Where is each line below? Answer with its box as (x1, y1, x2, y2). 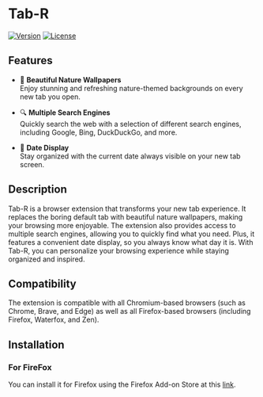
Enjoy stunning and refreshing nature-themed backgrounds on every (19, 83, 243, 93)
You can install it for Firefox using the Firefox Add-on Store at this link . (8, 380, 236, 389)
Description (8, 183, 67, 197)
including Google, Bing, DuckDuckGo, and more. (19, 128, 178, 137)
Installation (8, 338, 65, 351)
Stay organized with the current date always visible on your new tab (19, 151, 241, 161)
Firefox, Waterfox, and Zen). (8, 315, 100, 325)
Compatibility (8, 277, 77, 290)
